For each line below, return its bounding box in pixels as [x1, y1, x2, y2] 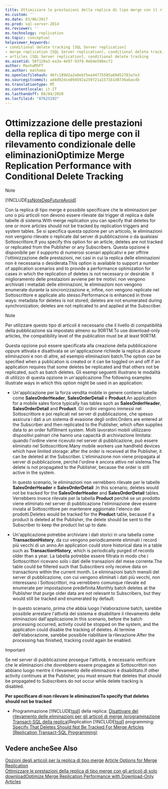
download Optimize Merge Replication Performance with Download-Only [5, 773, 154, 779]
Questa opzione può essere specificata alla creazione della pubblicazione [5, 343, 157, 349]
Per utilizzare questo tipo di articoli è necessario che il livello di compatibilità [5, 322, 162, 329]
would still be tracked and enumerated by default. [12, 595, 115, 602]
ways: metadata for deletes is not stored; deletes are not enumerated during [5, 297, 162, 303]
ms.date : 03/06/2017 [5, 17, 48, 22]
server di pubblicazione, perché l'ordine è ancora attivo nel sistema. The [12, 459, 160, 465]
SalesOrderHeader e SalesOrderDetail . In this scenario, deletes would [12, 485, 159, 491]
